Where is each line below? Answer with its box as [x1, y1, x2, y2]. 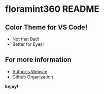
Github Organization [12, 74, 53, 80]
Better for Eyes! [12, 41, 44, 47]
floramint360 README [5, 3, 100, 15]
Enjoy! [5, 83, 19, 89]
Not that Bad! [12, 36, 39, 42]
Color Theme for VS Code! [5, 23, 88, 31]
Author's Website [12, 68, 48, 74]
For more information [5, 56, 71, 64]
